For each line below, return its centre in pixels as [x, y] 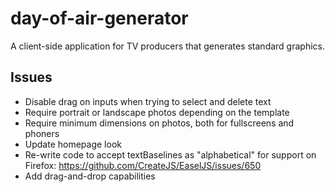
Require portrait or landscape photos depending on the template [157, 112]
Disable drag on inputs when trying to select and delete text [148, 101]
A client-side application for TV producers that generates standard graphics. [168, 46]
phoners [42, 133]
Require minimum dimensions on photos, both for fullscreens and [159, 123]
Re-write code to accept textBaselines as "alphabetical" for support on [170, 154]
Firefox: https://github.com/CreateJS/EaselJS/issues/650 [143, 165]
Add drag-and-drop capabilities [90, 176]
